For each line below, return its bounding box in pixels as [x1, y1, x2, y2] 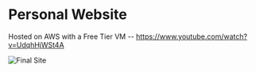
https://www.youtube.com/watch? [135, 32, 248, 41]
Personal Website [8, 6, 127, 24]
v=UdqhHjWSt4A [8, 40, 65, 49]
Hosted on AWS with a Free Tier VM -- [8, 32, 135, 41]
